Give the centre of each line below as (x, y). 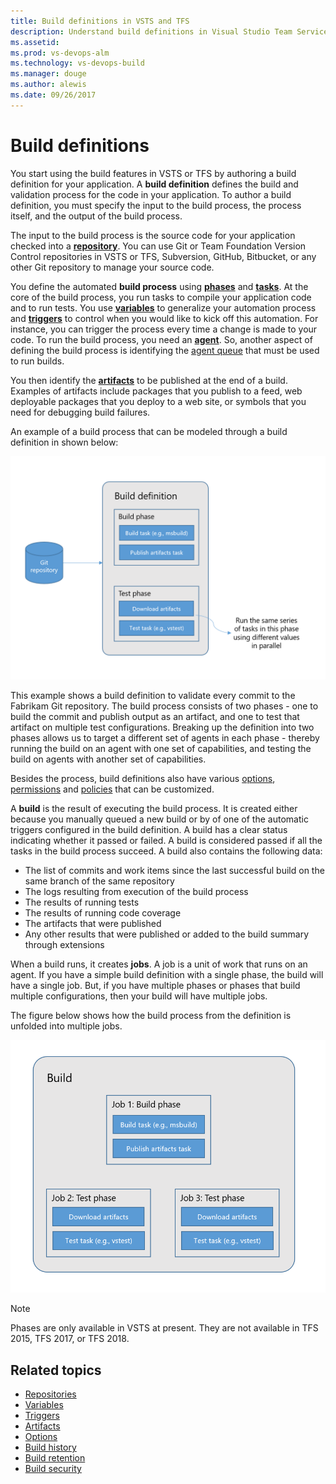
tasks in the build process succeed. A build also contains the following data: (166, 851)
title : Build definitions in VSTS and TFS (100, 21)
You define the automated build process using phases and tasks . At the (159, 286)
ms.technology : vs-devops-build (77, 63)
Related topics (56, 1370)
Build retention (55, 1458)
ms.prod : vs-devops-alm (60, 53)
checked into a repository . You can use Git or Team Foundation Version (158, 246)
